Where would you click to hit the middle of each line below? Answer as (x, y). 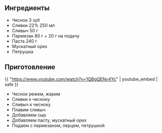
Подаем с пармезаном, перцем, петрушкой (58, 125)
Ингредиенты (27, 8)
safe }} (12, 84)
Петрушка (23, 51)
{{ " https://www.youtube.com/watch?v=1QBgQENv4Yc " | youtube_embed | (81, 79)
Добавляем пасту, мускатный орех (49, 120)
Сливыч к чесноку (31, 104)
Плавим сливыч (28, 110)
